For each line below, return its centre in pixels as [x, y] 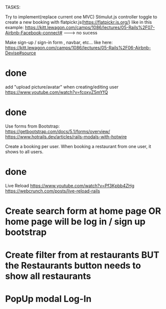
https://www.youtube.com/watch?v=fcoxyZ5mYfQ [57, 92]
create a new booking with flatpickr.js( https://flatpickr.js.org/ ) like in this [79, 22]
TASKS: [13, 7]
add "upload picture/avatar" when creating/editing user [62, 87]
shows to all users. [24, 152]
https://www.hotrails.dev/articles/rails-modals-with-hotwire [66, 137]
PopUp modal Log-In [48, 299]
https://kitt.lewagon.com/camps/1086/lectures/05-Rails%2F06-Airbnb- [78, 48]
